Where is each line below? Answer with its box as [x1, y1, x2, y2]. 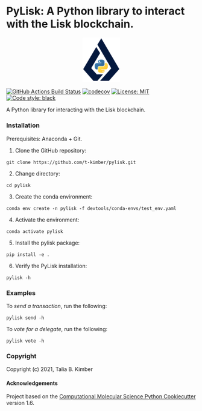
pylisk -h [6, 274, 31, 281]
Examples [6, 289, 36, 297]
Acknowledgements [6, 380, 58, 387]
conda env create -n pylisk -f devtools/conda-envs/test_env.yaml [6, 205, 177, 211]
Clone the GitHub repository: [14, 146, 86, 154]
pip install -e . [6, 251, 50, 258]
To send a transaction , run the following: [6, 302, 107, 309]
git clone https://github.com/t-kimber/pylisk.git [6, 159, 136, 165]
